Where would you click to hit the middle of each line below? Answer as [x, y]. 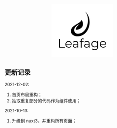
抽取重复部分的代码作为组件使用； [46, 101]
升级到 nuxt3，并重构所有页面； [44, 121]
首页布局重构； [27, 95]
